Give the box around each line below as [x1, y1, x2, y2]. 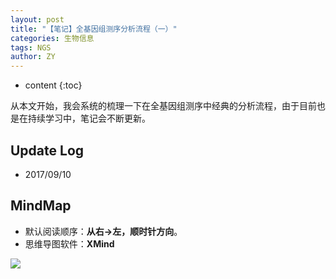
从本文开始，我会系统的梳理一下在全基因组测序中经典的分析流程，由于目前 [10, 100, 317, 112]
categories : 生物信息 [10, 33, 95, 43]
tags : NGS [10, 42, 52, 53]
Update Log [10, 142, 85, 159]
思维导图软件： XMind [24, 237, 115, 250]
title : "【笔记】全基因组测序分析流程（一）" [10, 24, 178, 34]
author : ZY [10, 52, 56, 62]
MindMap [10, 197, 72, 215]
